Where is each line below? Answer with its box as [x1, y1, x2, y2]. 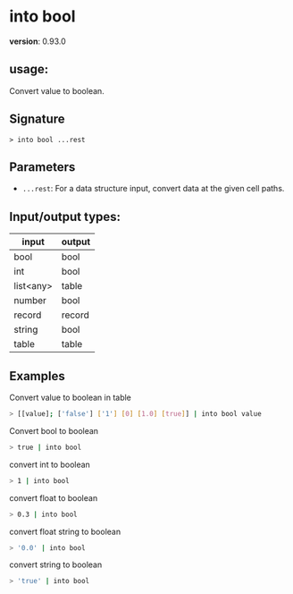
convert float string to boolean [9, 526, 121, 537]
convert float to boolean [9, 492, 98, 503]
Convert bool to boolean [9, 425, 99, 436]
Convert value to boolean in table [9, 392, 132, 403]
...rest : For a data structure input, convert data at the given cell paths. [21, 183, 285, 194]
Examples [9, 369, 65, 384]
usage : [9, 62, 49, 77]
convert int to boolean [9, 459, 91, 470]
